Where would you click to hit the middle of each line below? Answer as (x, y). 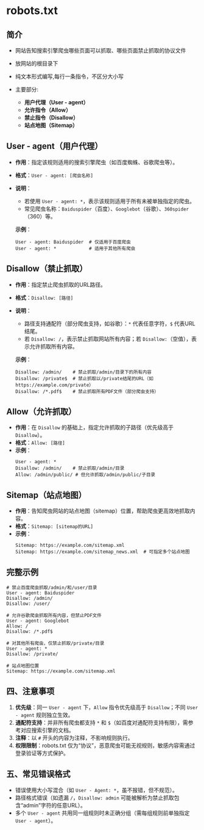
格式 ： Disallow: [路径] (44, 297)
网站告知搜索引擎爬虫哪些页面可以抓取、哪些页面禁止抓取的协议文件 (100, 50)
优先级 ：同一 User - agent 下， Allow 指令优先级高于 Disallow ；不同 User (107, 707)
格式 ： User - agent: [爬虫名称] (54, 175)
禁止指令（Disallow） (51, 117)
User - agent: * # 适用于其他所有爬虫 (75, 248)
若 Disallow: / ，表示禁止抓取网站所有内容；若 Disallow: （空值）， (108, 339)
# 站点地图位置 (23, 666)
